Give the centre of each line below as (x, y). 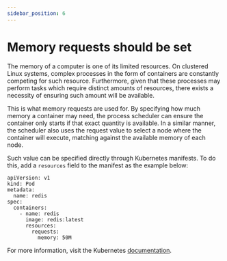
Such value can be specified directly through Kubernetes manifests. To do (111, 158)
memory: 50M (54, 237)
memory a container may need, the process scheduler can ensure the (105, 115)
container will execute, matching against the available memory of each (107, 137)
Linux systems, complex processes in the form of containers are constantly (113, 73)
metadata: (21, 190)
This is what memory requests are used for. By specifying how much (104, 108)
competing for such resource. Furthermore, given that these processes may (114, 81)
